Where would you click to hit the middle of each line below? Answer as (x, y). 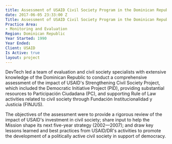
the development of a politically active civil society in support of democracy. (86, 136)
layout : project (23, 57)
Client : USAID (20, 48)
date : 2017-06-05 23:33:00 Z (36, 15)
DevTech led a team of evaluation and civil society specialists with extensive (86, 72)
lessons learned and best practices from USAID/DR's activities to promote (83, 131)
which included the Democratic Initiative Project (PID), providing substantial (85, 88)
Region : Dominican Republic (35, 34)
